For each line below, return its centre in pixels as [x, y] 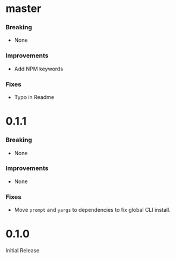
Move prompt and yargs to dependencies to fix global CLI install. [92, 210]
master [23, 9]
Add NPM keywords [39, 69]
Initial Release [23, 251]
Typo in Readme [34, 97]
